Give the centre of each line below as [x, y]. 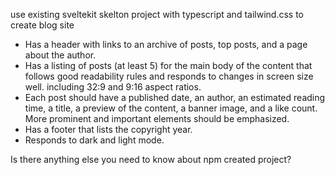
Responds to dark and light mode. [94, 140]
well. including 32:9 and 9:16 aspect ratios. [113, 87]
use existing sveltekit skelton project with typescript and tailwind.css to [157, 14]
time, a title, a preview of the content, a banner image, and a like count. [171, 108]
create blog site [42, 25]
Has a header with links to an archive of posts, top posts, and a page [166, 44]
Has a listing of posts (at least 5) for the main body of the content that [168, 65]
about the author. [60, 55]
